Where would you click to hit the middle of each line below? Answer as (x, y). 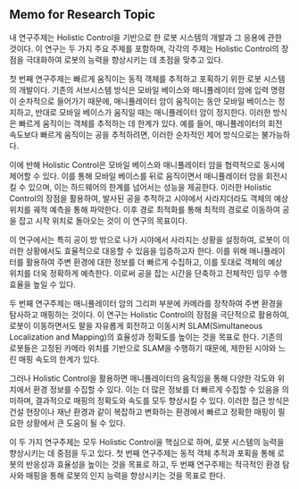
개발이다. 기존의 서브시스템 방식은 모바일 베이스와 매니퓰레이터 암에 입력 (144, 89)
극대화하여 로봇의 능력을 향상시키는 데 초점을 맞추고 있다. (125, 59)
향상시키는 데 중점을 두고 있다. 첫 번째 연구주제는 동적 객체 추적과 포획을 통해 (142, 453)
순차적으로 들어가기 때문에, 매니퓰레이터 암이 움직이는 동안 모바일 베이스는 (147, 101)
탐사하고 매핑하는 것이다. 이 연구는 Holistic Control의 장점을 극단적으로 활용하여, (149, 314)
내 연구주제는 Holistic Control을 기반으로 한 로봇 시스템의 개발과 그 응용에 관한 (146, 37)
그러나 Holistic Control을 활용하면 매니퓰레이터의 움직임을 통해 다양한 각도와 (142, 378)
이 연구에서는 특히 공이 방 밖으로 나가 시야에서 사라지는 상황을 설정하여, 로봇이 (145, 240)
